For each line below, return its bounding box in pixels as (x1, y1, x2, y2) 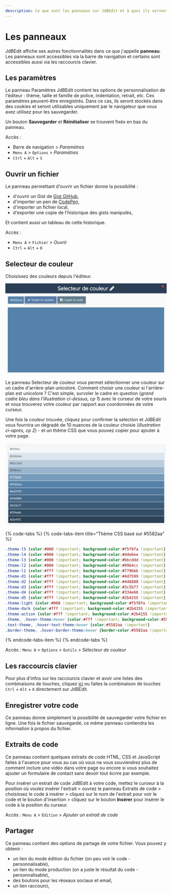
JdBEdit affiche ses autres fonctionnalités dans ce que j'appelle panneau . (5, 48, 161, 54)
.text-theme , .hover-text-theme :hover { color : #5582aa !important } (5, 622, 150, 627)
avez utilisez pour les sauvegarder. (5, 109, 79, 115)
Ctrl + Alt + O (12, 245, 42, 251)
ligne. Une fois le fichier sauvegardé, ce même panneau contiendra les (5, 720, 155, 726)
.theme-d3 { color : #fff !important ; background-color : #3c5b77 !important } (5, 584, 166, 590)
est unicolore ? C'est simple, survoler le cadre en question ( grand (15, 390, 154, 396)
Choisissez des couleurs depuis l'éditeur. (5, 273, 92, 279)
